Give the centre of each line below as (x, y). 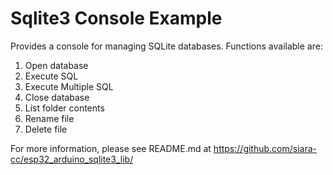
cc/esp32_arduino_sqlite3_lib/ (72, 159)
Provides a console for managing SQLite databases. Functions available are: (166, 46)
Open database (56, 65)
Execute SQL (51, 76)
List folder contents (64, 108)
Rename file (49, 118)
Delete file (46, 129)
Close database (57, 97)
